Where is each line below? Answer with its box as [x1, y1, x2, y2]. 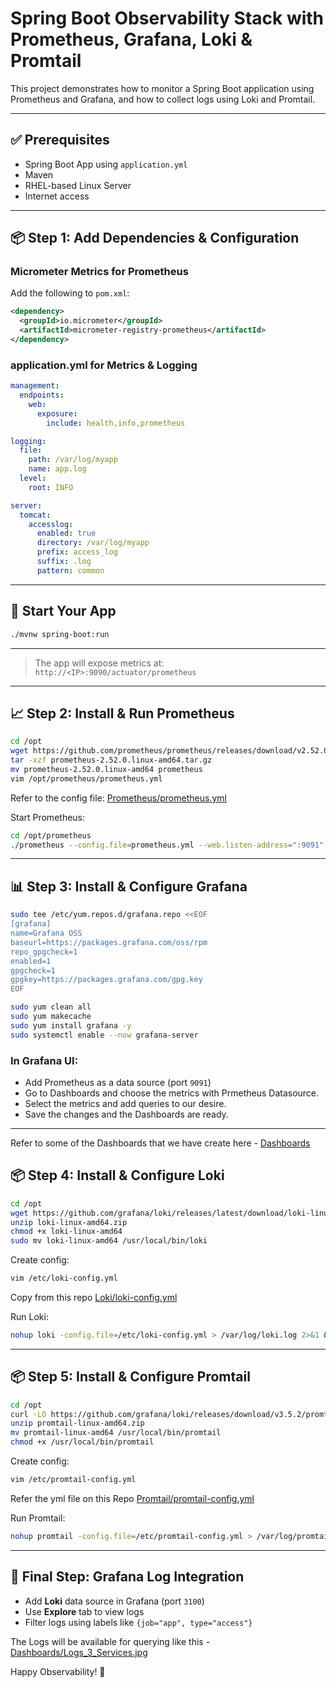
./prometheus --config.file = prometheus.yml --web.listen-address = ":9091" [10, 840, 325, 850]
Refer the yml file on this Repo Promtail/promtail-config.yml [10, 1492, 255, 1504]
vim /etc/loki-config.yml [10, 1273, 118, 1284]
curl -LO [10, 1409, 47, 1419]
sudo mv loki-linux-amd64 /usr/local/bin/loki [10, 1236, 208, 1246]
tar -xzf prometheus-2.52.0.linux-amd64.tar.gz [10, 755, 213, 766]
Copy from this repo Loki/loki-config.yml [10, 1292, 178, 1304]
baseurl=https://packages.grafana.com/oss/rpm [10, 937, 208, 947]
